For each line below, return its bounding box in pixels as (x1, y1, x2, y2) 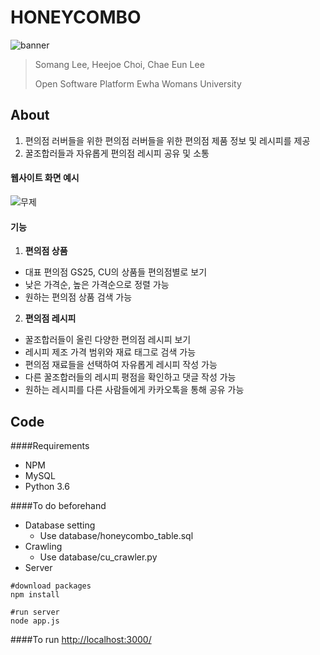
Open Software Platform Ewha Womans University (34, 77, 242, 90)
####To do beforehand (10, 499, 107, 511)
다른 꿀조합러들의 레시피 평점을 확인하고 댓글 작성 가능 (24, 371, 237, 383)
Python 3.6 (24, 480, 70, 492)
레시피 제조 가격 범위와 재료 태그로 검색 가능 (24, 346, 197, 358)
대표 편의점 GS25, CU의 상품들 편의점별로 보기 (24, 266, 208, 278)
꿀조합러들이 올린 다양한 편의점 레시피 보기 (24, 334, 192, 346)
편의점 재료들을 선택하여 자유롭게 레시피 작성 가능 (24, 359, 218, 371)
